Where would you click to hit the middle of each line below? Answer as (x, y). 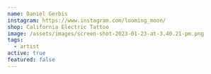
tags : (15, 40)
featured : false (31, 60)
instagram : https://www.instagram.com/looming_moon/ (87, 20)
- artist (27, 47)
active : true (27, 54)
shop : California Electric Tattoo (58, 27)
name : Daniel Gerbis (38, 14)
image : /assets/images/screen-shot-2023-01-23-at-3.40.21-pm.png (105, 33)
